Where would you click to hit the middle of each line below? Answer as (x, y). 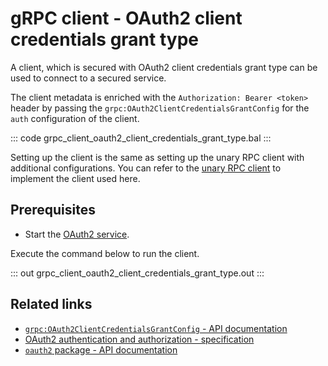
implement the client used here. (75, 178)
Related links (51, 304)
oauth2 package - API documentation (101, 349)
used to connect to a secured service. (88, 78)
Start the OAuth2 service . (77, 234)
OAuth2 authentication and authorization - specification (139, 339)
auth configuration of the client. (75, 118)
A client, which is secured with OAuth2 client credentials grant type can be (164, 67)
